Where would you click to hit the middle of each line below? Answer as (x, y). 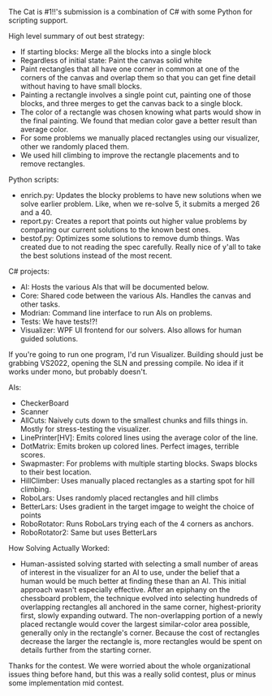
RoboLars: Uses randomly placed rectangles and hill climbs (119, 498)
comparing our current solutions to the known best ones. (115, 230)
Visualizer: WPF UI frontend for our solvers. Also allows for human (131, 330)
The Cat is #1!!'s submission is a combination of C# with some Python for (131, 12)
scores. (33, 455)
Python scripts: (34, 179)
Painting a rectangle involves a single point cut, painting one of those (136, 95)
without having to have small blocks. (81, 86)
